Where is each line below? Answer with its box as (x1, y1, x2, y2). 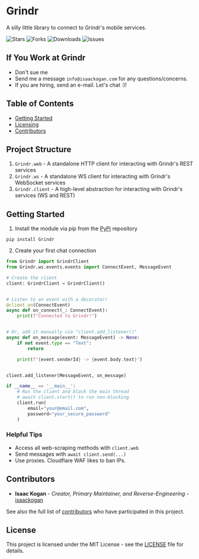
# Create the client (6, 274, 58, 281)
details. (6, 547, 24, 554)
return (27, 345, 44, 351)
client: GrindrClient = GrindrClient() (6, 280, 105, 286)
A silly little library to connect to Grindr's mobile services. (6, 24, 147, 31)
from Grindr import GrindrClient (6, 258, 89, 265)
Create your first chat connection (14, 247, 97, 254)
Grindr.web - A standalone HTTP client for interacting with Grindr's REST (14, 160, 194, 168)
